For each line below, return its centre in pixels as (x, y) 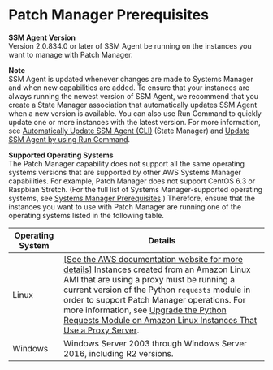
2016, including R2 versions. (119, 353)
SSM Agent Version (42, 37)
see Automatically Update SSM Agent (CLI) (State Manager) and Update (129, 131)
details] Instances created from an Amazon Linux (157, 269)
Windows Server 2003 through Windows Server (156, 343)
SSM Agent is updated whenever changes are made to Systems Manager (131, 79)
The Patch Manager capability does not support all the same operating (127, 163)
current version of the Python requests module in (157, 290)
